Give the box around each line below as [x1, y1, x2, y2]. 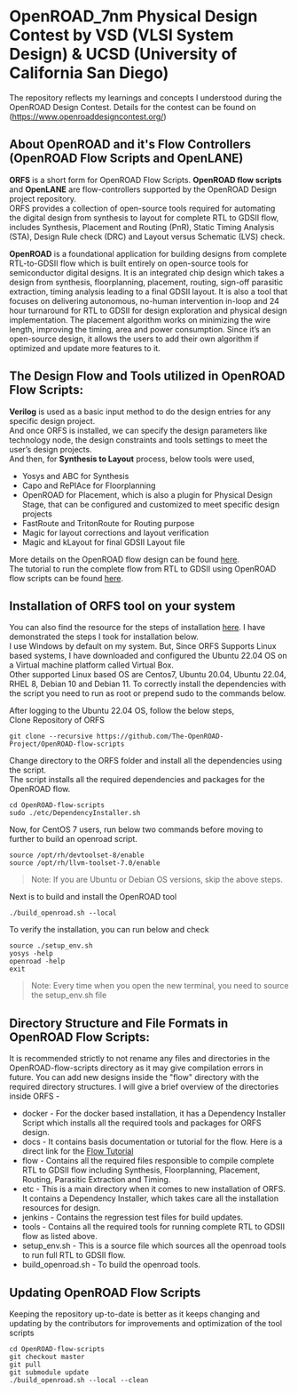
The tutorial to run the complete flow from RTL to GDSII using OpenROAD [9, 563, 277, 574]
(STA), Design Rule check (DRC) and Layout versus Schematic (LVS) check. [9, 231, 286, 242]
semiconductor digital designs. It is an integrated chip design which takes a [9, 267, 285, 277]
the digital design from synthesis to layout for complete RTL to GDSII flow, [9, 212, 279, 223]
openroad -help [9, 957, 66, 966]
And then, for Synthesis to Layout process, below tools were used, [9, 453, 255, 464]
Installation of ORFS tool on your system [9, 598, 236, 613]
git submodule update [9, 1368, 90, 1377]
